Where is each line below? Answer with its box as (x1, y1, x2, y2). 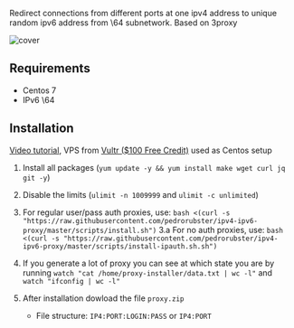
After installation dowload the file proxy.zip (22, 293, 185, 304)
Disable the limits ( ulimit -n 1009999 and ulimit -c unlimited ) (22, 189, 260, 200)
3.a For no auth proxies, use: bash (157, 224, 283, 235)
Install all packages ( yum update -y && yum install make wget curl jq (22, 162, 286, 173)
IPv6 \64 (22, 94, 55, 105)
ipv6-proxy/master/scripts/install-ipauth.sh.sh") (22, 241, 218, 251)
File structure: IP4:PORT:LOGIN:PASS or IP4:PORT (35, 310, 213, 321)
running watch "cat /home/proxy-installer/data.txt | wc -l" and (22, 267, 273, 278)
